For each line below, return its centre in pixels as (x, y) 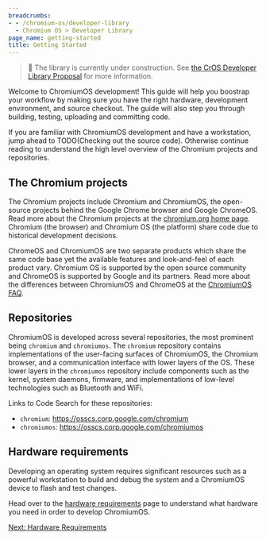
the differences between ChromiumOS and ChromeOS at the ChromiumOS (130, 284)
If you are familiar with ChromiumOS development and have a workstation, (130, 133)
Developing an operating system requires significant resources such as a (127, 471)
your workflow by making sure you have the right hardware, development (128, 100)
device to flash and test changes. (63, 488)
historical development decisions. (63, 235)
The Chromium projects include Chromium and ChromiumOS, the (115, 201)
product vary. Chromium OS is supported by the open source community (127, 268)
